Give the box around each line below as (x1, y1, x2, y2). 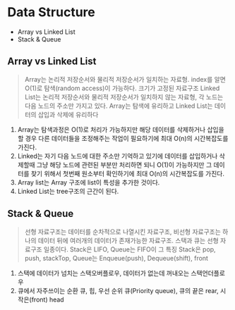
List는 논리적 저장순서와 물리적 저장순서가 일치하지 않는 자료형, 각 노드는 (24, 92, 224, 101)
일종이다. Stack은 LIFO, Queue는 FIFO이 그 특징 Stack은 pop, (43, 244, 217, 254)
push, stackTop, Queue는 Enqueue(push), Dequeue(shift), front (24, 254, 208, 262)
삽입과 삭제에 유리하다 (37, 110, 99, 118)
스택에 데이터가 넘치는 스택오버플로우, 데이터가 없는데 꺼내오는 (17, 268, 190, 277)
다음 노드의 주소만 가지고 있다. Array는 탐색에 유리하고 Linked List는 (24, 101, 213, 110)
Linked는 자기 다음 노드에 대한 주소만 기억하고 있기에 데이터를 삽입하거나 (17, 151, 218, 160)
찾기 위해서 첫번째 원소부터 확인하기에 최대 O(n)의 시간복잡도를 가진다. (30, 169, 224, 178)
